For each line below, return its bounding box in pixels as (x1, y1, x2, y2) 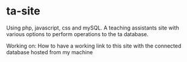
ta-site (6, 4, 40, 18)
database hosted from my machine (6, 48, 93, 55)
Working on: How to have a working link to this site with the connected (6, 42, 182, 49)
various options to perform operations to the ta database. (6, 30, 149, 37)
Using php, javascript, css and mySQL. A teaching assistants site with (6, 24, 179, 31)
